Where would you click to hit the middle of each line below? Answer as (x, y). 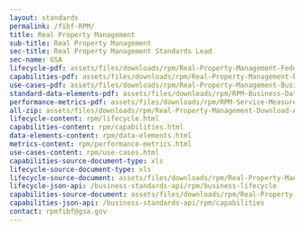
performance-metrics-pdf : (58, 102)
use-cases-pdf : (38, 85)
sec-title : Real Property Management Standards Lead (111, 52)
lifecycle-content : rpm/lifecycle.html (85, 119)
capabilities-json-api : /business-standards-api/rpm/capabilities (137, 203)
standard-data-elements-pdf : (64, 93)
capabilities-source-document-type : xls (87, 161)
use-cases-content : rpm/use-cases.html (85, 152)
